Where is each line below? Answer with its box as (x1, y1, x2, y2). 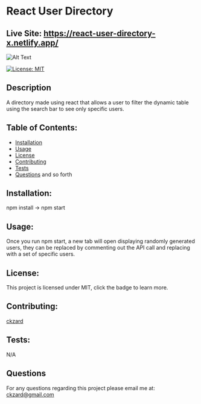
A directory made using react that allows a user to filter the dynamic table (6, 98, 189, 106)
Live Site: (6, 28, 42, 39)
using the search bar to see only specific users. (6, 105, 125, 112)
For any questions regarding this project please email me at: (6, 384, 155, 391)
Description (6, 83, 51, 93)
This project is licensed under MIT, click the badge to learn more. (6, 284, 168, 291)
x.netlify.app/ (6, 37, 59, 48)
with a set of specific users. (6, 250, 75, 257)
